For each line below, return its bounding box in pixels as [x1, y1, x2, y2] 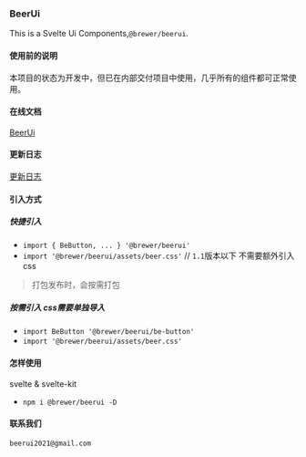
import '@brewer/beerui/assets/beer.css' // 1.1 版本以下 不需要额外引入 [22, 250, 295, 262]
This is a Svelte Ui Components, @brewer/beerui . [9, 28, 189, 39]
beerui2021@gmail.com [9, 439, 92, 448]
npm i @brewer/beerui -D [22, 398, 117, 407]
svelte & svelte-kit [9, 378, 77, 389]
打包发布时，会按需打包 [31, 279, 120, 290]
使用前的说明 [9, 49, 57, 61]
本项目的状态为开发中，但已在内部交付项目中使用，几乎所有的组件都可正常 [9, 72, 289, 83]
